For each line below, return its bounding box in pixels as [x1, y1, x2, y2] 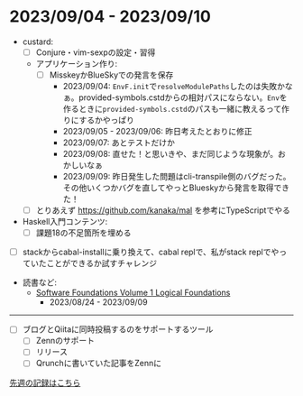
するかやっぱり [78, 115, 135, 125]
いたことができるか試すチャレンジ [30, 258, 158, 269]
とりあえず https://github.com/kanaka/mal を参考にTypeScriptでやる [35, 205, 290, 216]
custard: [22, 36, 54, 47]
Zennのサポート [35, 336, 96, 346]
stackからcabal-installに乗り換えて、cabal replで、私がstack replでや [22, 246, 280, 258]
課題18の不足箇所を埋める [35, 227, 132, 238]
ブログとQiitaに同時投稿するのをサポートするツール [22, 324, 214, 335]
